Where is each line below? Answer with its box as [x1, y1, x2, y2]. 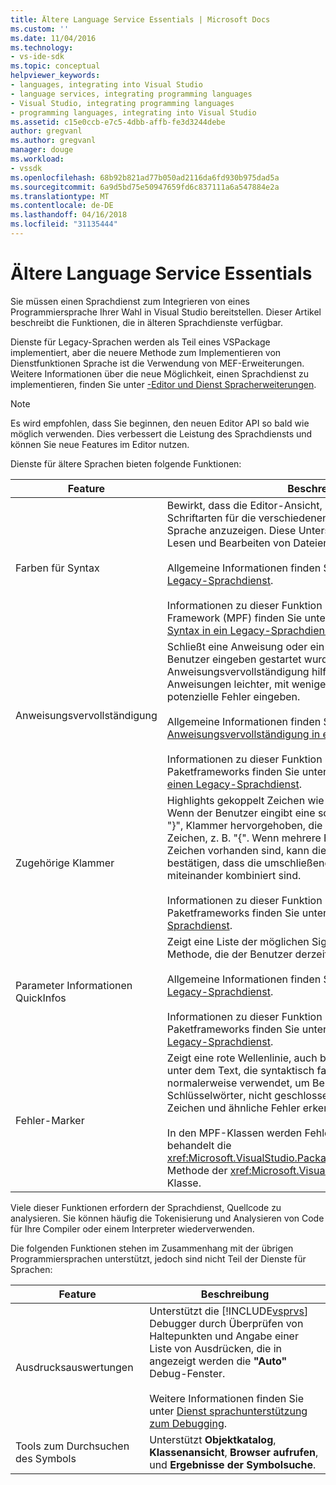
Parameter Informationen [15, 978, 133, 992]
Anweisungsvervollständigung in [166, 727, 321, 741]
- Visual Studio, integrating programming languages [10, 98, 235, 108]
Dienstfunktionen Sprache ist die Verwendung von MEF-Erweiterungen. [10, 357, 305, 369]
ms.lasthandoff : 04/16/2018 [10, 210, 128, 220]
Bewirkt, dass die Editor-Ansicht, [166, 498, 323, 512]
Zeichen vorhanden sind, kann [166, 843, 310, 857]
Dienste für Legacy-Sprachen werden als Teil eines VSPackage [10, 336, 271, 348]
